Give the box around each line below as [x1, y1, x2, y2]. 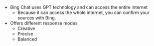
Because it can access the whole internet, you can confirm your [17, 9, 149, 15]
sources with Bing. [17, 15, 56, 20]
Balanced [17, 36, 37, 42]
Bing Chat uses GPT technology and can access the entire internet [10, 4, 148, 10]
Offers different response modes [10, 20, 78, 26]
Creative [17, 25, 35, 31]
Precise [17, 31, 34, 36]
